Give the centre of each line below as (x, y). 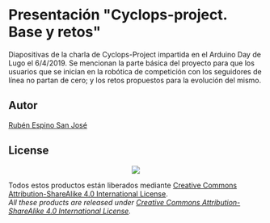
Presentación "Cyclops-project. (118, 15)
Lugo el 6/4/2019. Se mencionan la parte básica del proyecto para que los (131, 63)
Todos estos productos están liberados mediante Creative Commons (122, 185)
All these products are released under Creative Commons (104, 202)
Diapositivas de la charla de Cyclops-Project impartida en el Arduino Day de (135, 54)
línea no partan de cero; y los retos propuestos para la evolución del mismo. (135, 80)
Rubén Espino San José (48, 125)
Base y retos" (55, 32)
